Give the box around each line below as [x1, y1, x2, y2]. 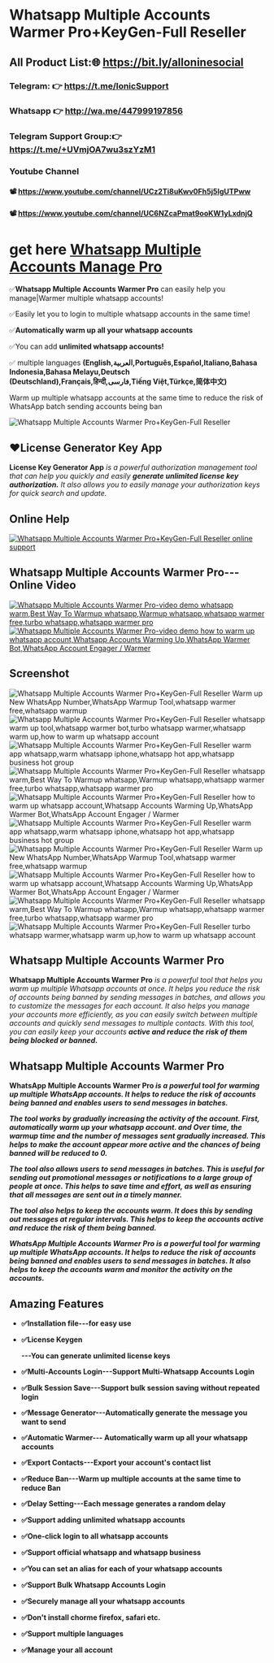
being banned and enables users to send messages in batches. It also [9, 1256, 251, 1266]
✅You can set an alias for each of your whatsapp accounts [20, 1564, 223, 1574]
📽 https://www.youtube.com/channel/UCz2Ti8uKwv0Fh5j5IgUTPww [9, 186, 251, 196]
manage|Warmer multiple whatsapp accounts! [9, 293, 163, 303]
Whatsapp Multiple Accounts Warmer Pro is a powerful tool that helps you [9, 975, 263, 985]
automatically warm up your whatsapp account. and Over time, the [9, 1122, 242, 1132]
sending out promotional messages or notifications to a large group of [9, 1173, 253, 1183]
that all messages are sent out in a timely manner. [9, 1190, 182, 1200]
